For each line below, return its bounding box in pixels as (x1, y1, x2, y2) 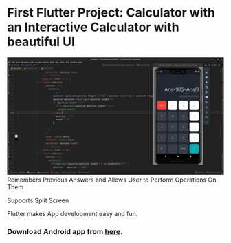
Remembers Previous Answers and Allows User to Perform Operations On (7, 176, 217, 184)
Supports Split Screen (7, 196, 69, 204)
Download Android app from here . (7, 226, 123, 236)
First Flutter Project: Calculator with (7, 5, 215, 21)
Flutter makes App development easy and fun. (7, 209, 138, 218)
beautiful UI (7, 34, 76, 50)
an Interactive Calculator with (7, 19, 180, 35)
